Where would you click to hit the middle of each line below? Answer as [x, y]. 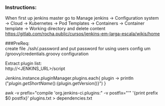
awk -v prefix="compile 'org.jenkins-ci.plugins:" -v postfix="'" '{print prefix [82, 93]
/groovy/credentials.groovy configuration [47, 54]
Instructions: [21, 7]
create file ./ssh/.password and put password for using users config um [78, 49]
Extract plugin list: [23, 64]
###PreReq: [17, 43]
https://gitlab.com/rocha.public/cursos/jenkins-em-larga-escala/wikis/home [82, 34]
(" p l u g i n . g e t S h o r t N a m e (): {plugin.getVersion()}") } [56, 83]
